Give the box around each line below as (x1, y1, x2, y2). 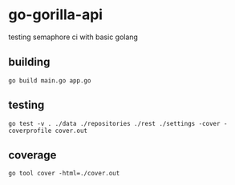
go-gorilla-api (8, 6, 103, 24)
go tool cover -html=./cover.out (8, 170, 120, 178)
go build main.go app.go (8, 76, 91, 85)
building (8, 55, 51, 69)
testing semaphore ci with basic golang (8, 32, 139, 42)
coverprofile (8, 127, 52, 135)
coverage (8, 148, 57, 162)
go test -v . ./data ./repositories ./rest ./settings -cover (8, 119, 221, 127)
